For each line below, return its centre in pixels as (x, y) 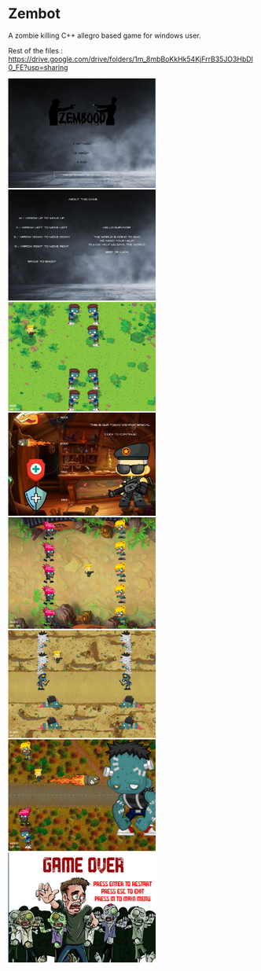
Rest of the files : (35, 50)
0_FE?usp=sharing (38, 67)
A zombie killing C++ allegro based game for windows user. (105, 35)
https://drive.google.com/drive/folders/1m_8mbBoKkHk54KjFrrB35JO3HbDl (130, 59)
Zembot (34, 14)
